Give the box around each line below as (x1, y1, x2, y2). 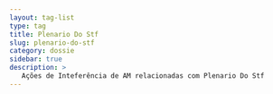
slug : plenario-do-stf (9, 38, 95, 47)
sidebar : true (9, 55, 63, 64)
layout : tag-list (9, 13, 75, 22)
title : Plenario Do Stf (9, 30, 99, 38)
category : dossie (9, 47, 75, 56)
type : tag (9, 21, 47, 30)
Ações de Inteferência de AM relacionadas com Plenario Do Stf (21, 72, 265, 81)
